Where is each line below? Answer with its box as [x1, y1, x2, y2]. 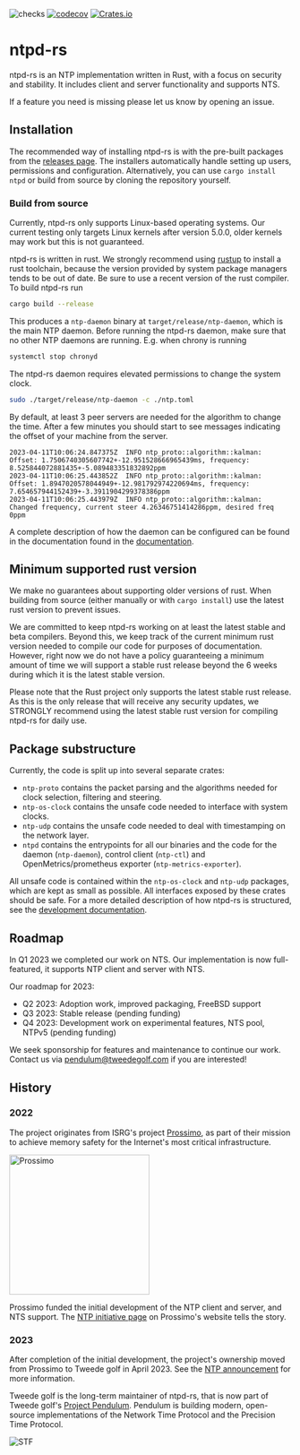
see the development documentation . [9, 905, 148, 916]
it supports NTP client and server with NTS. [44, 964, 205, 975]
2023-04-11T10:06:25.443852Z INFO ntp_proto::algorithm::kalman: [9, 471, 262, 480]
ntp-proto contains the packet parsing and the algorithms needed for [21, 782, 278, 793]
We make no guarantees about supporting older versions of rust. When [9, 585, 271, 596]
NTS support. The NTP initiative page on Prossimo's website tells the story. [9, 1311, 287, 1322]
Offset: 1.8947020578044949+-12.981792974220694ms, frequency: [9, 479, 251, 488]
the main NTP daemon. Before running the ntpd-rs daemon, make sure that [9, 325, 287, 336]
